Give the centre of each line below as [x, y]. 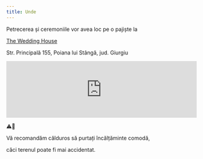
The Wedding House [32, 41]
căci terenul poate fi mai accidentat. [51, 149]
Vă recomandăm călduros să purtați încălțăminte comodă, [78, 138]
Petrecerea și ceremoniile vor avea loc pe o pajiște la [72, 29]
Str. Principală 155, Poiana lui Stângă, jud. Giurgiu [67, 53]
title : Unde [21, 12]
